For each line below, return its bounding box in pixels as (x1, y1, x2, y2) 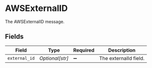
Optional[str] (39, 55, 69, 61)
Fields (5, 33, 24, 41)
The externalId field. (99, 55, 145, 61)
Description (108, 46, 136, 53)
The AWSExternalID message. (5, 19, 65, 24)
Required (73, 46, 95, 53)
